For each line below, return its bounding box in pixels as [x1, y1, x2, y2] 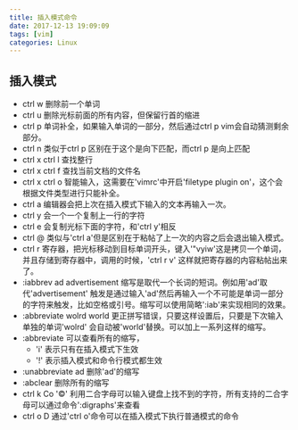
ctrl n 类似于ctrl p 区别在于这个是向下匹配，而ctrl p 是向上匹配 [21, 144, 251, 154]
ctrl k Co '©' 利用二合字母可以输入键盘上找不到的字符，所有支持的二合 [21, 389, 281, 400]
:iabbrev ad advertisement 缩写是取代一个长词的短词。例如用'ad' [21, 277, 261, 288]
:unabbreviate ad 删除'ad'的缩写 [21, 367, 140, 377]
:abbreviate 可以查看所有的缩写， [21, 333, 145, 343]
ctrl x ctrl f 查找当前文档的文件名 [21, 166, 141, 177]
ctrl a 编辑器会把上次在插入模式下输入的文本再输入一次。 [21, 199, 231, 210]
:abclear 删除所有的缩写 [21, 377, 110, 388]
